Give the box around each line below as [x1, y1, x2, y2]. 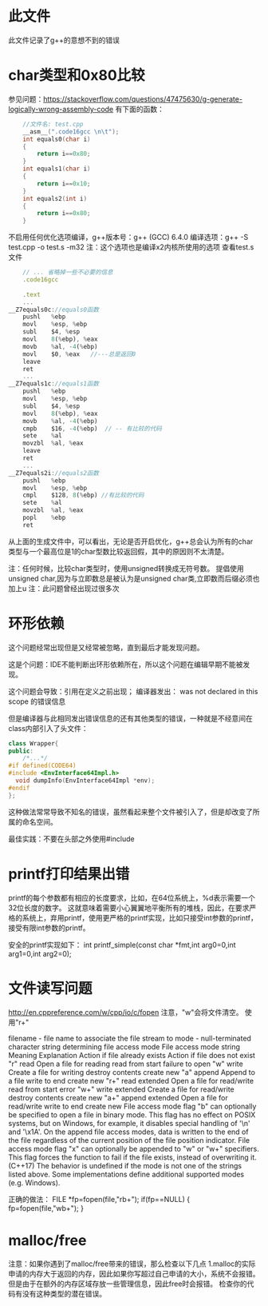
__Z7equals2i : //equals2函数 [8, 469, 100, 477]
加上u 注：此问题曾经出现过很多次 [8, 583, 120, 593]
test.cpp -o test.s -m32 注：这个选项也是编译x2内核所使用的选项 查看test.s [8, 242, 254, 252]
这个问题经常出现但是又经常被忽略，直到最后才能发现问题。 [8, 642, 204, 652]
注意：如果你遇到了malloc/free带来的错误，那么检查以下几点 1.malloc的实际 [8, 1259, 256, 1268]
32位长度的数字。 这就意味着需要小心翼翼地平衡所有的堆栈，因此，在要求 [8, 903, 250, 913]
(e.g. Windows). [8, 1177, 61, 1188]
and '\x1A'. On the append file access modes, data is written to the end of [8, 1127, 249, 1136]
